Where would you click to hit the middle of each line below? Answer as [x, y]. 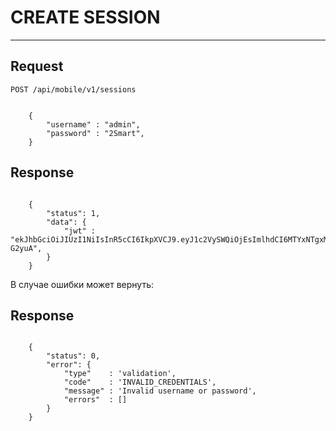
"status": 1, [73, 213]
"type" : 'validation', [120, 374]
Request [37, 66]
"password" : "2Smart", [95, 133]
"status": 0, [73, 356]
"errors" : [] [95, 400]
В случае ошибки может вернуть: [82, 284]
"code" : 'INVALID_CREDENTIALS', [140, 382]
